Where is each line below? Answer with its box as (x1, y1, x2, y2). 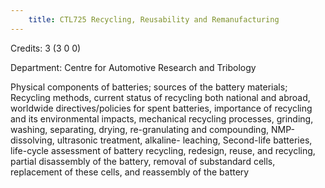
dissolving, (10, 134, 55, 146)
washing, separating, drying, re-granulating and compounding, (10, 123, 269, 135)
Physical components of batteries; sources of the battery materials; (10, 81, 288, 93)
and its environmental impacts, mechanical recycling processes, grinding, (10, 112, 314, 125)
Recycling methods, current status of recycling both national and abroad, (10, 91, 311, 103)
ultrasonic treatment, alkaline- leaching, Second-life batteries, (56, 134, 313, 146)
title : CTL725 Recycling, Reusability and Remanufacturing (28, 14, 280, 25)
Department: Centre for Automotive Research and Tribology (10, 61, 257, 73)
